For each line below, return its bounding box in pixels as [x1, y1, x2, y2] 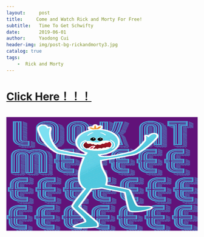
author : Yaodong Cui [6, 35, 69, 42]
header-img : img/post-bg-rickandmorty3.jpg [6, 42, 118, 48]
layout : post [6, 10, 50, 16]
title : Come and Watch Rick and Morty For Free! [6, 16, 143, 22]
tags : [6, 55, 20, 61]
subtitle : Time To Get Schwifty [6, 22, 94, 28]
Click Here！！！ [6, 90, 92, 103]
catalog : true [6, 48, 42, 55]
